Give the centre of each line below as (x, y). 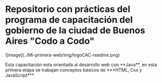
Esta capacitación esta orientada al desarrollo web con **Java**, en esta (81, 64)
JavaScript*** (20, 75)
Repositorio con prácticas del (68, 9)
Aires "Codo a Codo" (50, 41)
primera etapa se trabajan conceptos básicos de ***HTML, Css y (74, 70)
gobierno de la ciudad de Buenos (75, 30)
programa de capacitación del (69, 20)
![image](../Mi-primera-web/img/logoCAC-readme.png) (63, 55)
